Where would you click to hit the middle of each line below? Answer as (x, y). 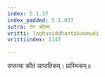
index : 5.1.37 (28, 14)
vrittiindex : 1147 (34, 40)
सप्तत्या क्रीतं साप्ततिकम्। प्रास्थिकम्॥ (49, 66)
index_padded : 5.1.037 (41, 20)
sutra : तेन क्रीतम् (29, 27)
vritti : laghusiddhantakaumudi (53, 33)
